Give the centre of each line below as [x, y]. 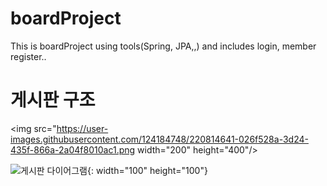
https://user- [82, 128]
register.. [28, 56]
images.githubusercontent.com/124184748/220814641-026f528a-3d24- [159, 139]
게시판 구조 [53, 100]
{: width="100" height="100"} [147, 170]
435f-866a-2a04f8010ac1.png [73, 149]
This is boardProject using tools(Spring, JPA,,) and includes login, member [163, 46]
